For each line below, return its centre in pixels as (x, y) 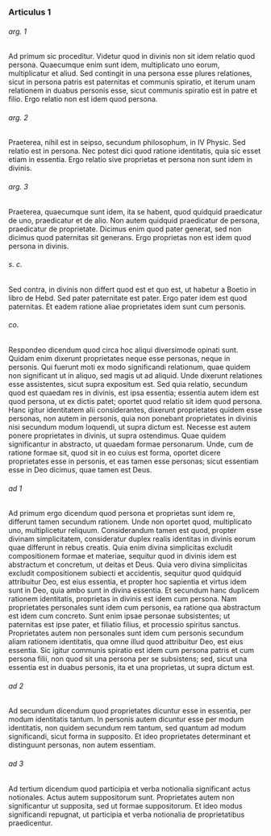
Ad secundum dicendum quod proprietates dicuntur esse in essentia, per (130, 711)
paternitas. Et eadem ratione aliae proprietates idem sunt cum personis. (127, 306)
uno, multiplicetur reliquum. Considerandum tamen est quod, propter (123, 530)
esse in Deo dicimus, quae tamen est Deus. (80, 469)
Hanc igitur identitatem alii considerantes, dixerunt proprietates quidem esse (135, 410)
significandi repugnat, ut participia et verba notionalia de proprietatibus (127, 814)
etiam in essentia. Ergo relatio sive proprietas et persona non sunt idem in (130, 160)
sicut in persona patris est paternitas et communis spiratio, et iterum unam (132, 82)
